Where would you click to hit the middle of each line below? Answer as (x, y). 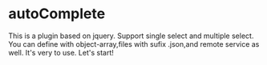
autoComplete (57, 14)
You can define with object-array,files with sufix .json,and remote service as (134, 44)
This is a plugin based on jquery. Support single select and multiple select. (131, 36)
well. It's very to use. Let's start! (61, 52)
